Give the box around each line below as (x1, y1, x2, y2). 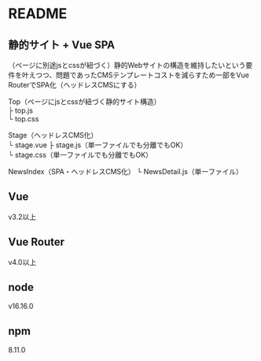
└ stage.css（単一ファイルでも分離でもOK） (8, 151, 153, 159)
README (8, 5, 68, 23)
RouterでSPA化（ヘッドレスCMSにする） (8, 80, 142, 89)
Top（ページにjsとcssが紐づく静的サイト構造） (8, 97, 161, 106)
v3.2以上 (8, 212, 37, 221)
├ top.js (8, 106, 34, 115)
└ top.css (8, 114, 39, 123)
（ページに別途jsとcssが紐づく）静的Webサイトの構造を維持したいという (8, 61, 246, 69)
